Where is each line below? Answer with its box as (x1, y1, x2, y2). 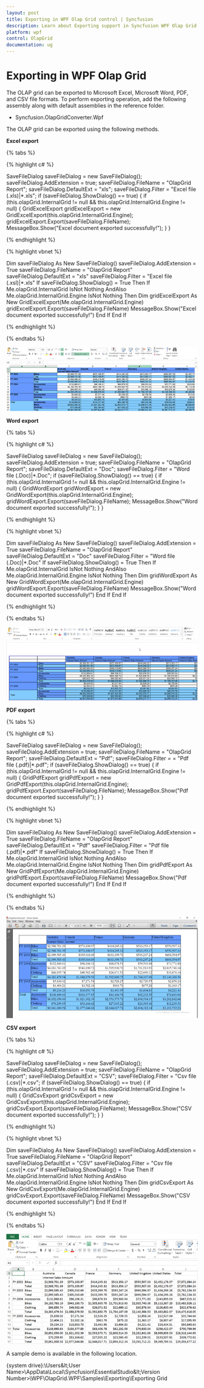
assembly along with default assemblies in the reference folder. (6, 102, 165, 109)
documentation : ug (6, 42, 53, 48)
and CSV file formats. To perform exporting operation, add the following (6, 95, 186, 103)
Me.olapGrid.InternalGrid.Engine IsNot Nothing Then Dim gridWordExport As (6, 572, 197, 579)
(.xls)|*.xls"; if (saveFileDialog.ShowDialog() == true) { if (6, 192, 147, 199)
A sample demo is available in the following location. (6, 1350, 137, 1357)
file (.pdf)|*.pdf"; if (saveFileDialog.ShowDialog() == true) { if (6, 761, 159, 768)
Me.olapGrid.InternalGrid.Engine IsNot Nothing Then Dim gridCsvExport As (6, 1179, 194, 1186)
